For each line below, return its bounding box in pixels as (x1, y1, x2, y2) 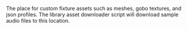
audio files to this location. (6, 17, 70, 24)
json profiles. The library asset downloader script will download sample (6, 11, 179, 18)
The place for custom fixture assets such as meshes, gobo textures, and (6, 5, 182, 12)
